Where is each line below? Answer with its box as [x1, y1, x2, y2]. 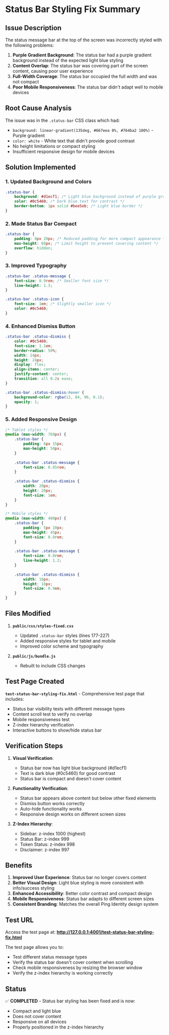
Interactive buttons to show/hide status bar [12, 727, 102, 733]
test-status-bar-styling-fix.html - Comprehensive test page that [5, 690, 145, 696]
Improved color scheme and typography [20, 643, 104, 649]
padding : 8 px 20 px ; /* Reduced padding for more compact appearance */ [14, 236, 167, 242]
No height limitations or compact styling [12, 143, 96, 149]
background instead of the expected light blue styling [12, 57, 124, 63]
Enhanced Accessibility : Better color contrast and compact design [12, 891, 152, 897]
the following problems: [5, 42, 54, 48]
